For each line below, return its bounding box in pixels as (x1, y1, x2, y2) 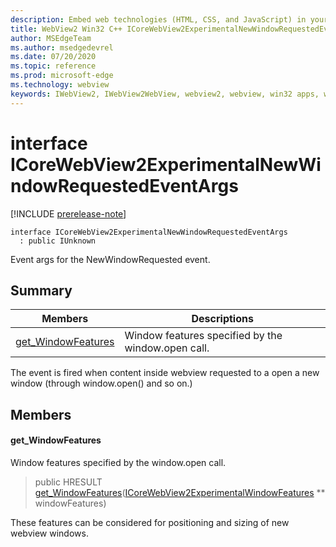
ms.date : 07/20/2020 (10, 52, 97, 62)
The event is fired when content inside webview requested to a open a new (10, 367, 320, 379)
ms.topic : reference (10, 61, 97, 71)
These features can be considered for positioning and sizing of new (10, 516, 290, 528)
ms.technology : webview (10, 80, 110, 90)
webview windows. (10, 527, 89, 539)
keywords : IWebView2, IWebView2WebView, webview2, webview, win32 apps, (10, 89, 320, 99)
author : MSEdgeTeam (10, 33, 92, 43)
